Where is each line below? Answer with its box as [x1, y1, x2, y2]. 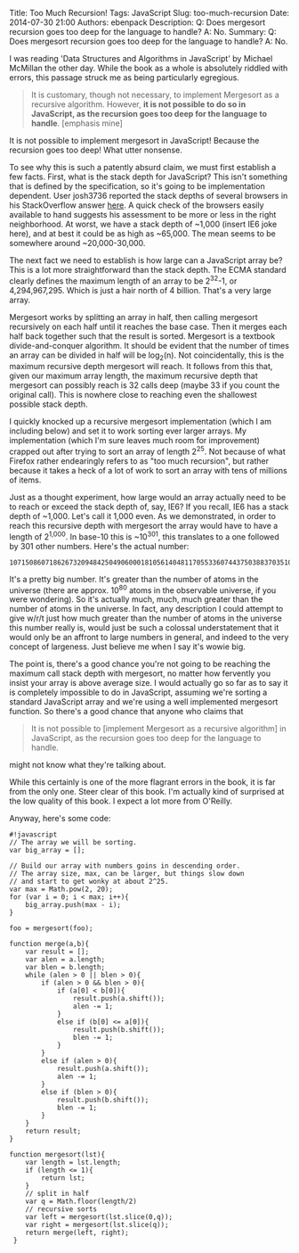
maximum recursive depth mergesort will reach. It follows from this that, [9, 361, 273, 372]
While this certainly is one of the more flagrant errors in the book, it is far [9, 777, 276, 787]
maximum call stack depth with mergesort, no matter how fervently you [9, 668, 271, 679]
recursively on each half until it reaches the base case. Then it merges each [9, 321, 287, 332]
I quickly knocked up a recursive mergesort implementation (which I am [9, 416, 271, 427]
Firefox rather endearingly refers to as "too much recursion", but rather [9, 456, 270, 466]
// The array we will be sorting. [9, 838, 138, 847]
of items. [9, 474, 42, 485]
